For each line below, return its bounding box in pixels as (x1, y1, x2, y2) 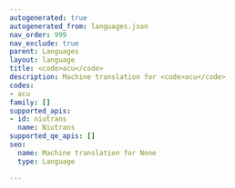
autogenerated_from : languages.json (9, 22, 148, 31)
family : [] (9, 97, 51, 107)
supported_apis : (9, 106, 71, 115)
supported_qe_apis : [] (9, 132, 96, 141)
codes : (9, 81, 35, 90)
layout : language (9, 55, 76, 64)
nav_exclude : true (9, 38, 79, 48)
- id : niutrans (9, 114, 67, 124)
